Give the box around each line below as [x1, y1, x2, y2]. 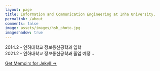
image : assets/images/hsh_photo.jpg [5, 26, 80, 31]
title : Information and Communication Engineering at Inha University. [5, 12, 156, 17]
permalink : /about [5, 16, 43, 21]
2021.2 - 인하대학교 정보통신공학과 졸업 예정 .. [5, 50, 95, 56]
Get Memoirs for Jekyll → [5, 60, 57, 66]
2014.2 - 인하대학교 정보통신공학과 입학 [5, 44, 81, 50]
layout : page [5, 7, 32, 12]
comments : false [5, 21, 39, 26]
